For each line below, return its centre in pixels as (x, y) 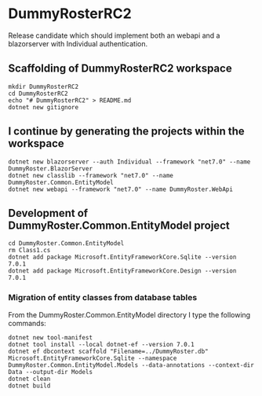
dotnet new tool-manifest (50, 337)
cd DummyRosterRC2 (38, 93)
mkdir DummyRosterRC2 (44, 86)
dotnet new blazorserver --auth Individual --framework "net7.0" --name (129, 162)
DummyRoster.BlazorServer (50, 169)
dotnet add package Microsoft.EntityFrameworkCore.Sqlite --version (122, 257)
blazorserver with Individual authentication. (78, 43)
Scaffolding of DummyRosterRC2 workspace (120, 69)
